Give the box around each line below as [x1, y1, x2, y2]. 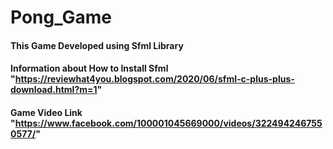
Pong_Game [10, 6, 112, 29]
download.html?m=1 [10, 84, 98, 96]
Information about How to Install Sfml [10, 62, 169, 75]
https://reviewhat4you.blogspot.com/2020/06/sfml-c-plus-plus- [14, 73, 295, 85]
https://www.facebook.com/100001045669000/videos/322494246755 [14, 117, 323, 129]
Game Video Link [10, 106, 83, 118]
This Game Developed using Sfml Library [10, 39, 184, 51]
